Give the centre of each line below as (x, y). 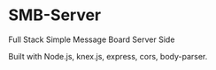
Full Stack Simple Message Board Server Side (92, 39)
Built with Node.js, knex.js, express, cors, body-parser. (108, 56)
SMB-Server (55, 15)
